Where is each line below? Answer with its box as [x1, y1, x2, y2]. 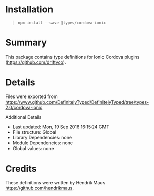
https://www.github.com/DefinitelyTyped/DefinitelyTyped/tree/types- [5, 99, 149, 105]
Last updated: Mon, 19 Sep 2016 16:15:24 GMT [12, 124, 110, 130]
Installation [5, 4, 54, 15]
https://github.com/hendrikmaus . [5, 185, 74, 191]
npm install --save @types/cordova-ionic [17, 20, 106, 25]
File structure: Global [12, 129, 57, 135]
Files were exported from [5, 93, 58, 100]
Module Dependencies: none [12, 140, 73, 146]
